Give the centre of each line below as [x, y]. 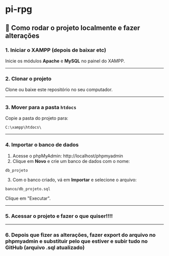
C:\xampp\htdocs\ [23, 127]
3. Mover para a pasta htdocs [41, 108]
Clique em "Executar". [28, 198]
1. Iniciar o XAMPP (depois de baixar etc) [56, 50]
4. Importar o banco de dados [42, 145]
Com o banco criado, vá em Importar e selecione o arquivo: [74, 180]
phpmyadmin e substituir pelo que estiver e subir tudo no [76, 241]
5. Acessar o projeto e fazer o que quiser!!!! [59, 216]
